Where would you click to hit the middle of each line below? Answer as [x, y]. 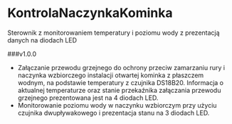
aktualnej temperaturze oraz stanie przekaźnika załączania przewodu [119, 90]
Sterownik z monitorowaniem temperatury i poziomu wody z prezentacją [114, 33]
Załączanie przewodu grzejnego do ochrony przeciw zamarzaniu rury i [121, 67]
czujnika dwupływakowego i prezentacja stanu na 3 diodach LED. [114, 113]
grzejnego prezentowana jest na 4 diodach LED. [88, 98]
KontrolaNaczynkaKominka [90, 13]
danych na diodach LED [42, 40]
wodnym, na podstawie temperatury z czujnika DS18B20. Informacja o [121, 82]
